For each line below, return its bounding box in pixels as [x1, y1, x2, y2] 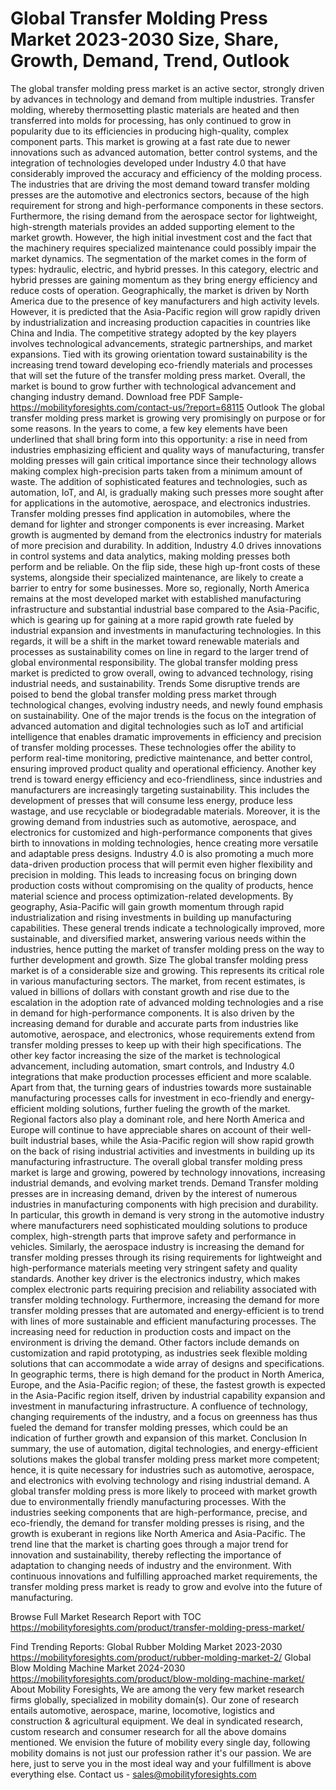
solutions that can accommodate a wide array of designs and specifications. [10, 1357, 325, 1369]
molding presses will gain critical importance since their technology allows [10, 454, 317, 466]
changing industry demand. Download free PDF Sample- [10, 390, 244, 402]
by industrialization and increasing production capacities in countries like [10, 316, 311, 328]
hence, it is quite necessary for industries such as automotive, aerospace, [10, 1463, 315, 1476]
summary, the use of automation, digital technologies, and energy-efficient [10, 1442, 318, 1454]
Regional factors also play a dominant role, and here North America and [10, 1113, 305, 1125]
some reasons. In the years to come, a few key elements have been [10, 422, 288, 434]
